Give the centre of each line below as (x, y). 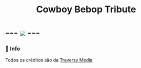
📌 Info (13, 49)
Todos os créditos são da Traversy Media (49, 60)
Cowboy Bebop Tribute (86, 9)
